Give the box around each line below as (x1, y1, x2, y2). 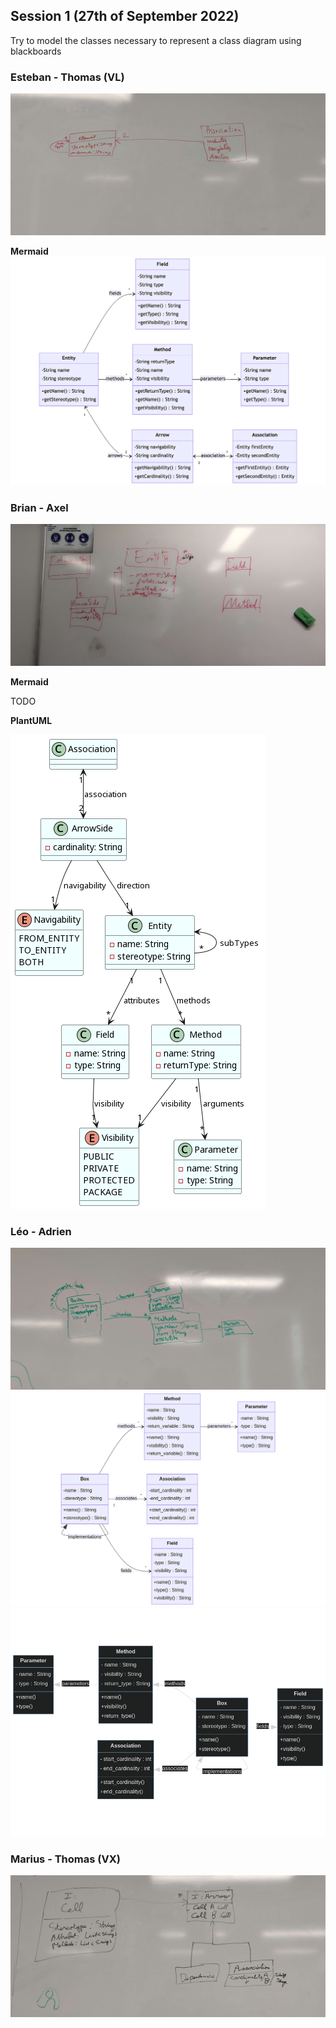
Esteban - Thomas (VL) (10, 70, 125, 84)
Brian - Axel (10, 501, 69, 515)
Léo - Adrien (10, 1224, 72, 1238)
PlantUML (10, 714, 53, 726)
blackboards (10, 45, 62, 57)
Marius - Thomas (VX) (10, 1852, 121, 1866)
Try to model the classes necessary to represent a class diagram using (10, 34, 302, 46)
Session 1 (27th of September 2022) (10, 8, 240, 25)
